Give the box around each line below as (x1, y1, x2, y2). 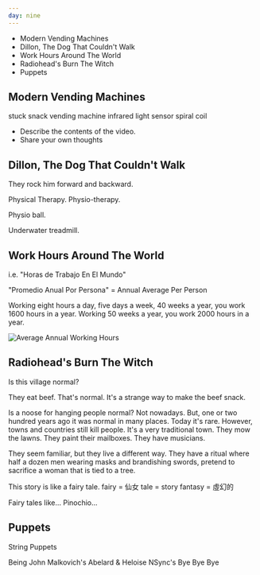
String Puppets (8, 542, 57, 551)
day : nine (8, 11, 41, 20)
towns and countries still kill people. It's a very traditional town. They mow (8, 425, 250, 434)
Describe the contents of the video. (19, 126, 137, 136)
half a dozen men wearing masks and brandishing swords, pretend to (8, 457, 235, 466)
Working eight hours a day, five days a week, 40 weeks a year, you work (8, 301, 246, 310)
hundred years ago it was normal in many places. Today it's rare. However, (8, 416, 253, 425)
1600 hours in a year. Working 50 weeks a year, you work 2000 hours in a (8, 309, 250, 319)
